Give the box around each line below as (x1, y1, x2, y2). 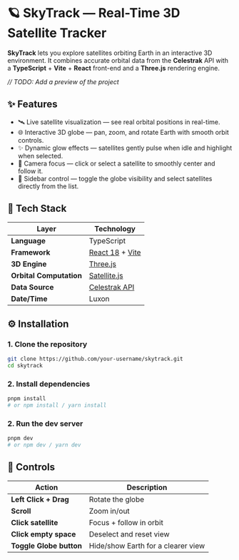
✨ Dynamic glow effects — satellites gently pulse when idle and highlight (17, 143, 233, 152)
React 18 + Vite (88, 247, 141, 257)
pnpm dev (7, 435, 34, 442)
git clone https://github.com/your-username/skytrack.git (7, 355, 183, 363)
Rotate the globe (88, 494, 145, 504)
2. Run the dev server (7, 418, 83, 428)
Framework (11, 247, 51, 257)
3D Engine (11, 259, 47, 269)
